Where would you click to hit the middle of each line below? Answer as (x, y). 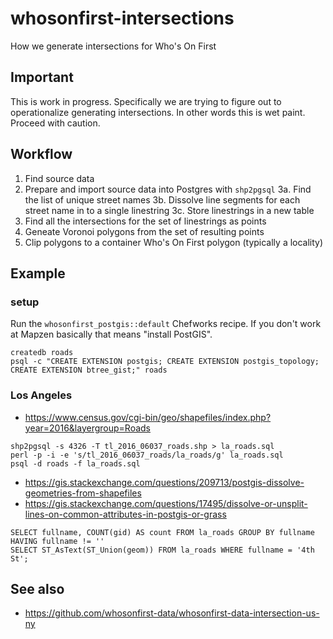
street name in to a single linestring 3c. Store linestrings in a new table (169, 210)
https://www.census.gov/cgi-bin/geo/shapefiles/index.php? (148, 417)
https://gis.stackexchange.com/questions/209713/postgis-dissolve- (164, 482)
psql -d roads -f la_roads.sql (75, 463)
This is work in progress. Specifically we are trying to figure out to (146, 101)
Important (42, 77)
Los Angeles (41, 395)
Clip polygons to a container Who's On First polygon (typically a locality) (174, 242)
